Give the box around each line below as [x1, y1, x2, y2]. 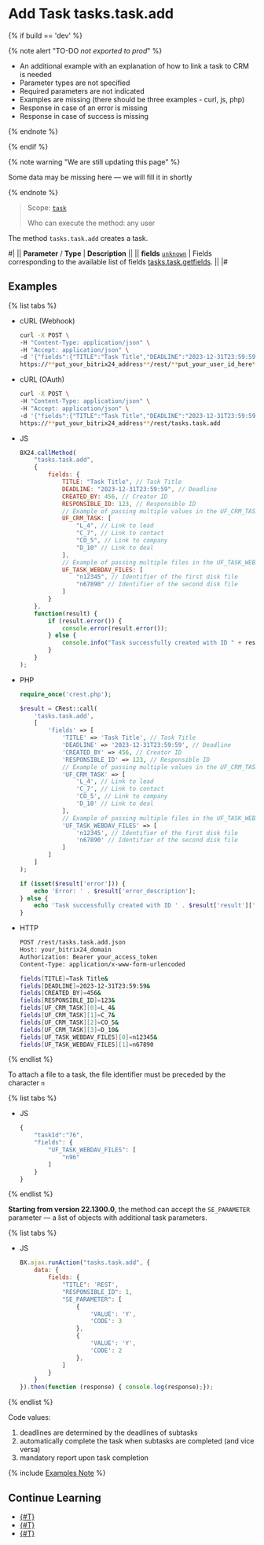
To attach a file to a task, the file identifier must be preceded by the [8, 1070, 226, 1079]
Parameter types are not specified [19, 78, 130, 87]
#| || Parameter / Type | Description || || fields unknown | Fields [8, 249, 212, 258]
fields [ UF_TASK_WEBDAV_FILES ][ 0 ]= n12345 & [19, 1033, 158, 1041]
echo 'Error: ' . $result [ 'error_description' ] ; [34, 887, 196, 895]
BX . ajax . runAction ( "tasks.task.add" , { [19, 1259, 151, 1267]
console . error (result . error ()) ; [61, 624, 168, 632]
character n [8, 1078, 46, 1088]
